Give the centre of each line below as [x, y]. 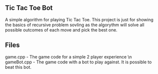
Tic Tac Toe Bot [29, 8]
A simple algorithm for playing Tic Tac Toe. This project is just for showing [79, 19]
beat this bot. [18, 67]
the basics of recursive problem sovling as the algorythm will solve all [75, 25]
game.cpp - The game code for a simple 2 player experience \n [69, 57]
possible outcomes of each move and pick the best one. [61, 30]
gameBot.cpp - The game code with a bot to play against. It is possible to [79, 62]
